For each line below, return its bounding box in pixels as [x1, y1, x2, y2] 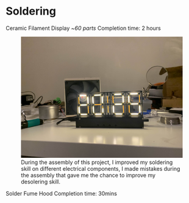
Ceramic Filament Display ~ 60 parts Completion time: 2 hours [5, 24, 161, 32]
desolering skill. [21, 178, 60, 185]
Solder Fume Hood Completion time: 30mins [5, 190, 117, 197]
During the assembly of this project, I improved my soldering [21, 158, 173, 166]
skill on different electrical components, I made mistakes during [21, 165, 180, 172]
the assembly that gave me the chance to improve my [21, 171, 156, 179]
